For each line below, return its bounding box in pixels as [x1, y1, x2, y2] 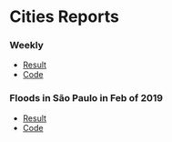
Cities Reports [9, 6, 120, 27]
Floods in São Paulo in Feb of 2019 [9, 92, 164, 105]
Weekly [9, 39, 44, 52]
